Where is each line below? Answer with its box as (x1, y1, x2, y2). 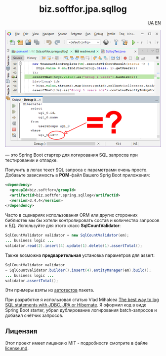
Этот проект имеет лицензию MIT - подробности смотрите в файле (5, 340, 148, 346)
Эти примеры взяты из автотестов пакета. (5, 287, 95, 293)
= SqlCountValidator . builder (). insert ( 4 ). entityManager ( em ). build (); (5, 268, 152, 273)
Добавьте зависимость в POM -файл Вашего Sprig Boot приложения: (5, 172, 150, 178)
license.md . (5, 346, 29, 352)
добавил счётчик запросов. (5, 312, 63, 318)
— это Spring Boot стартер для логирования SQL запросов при (5, 152, 138, 158)
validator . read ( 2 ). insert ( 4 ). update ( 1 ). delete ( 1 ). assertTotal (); (5, 243, 143, 248)
